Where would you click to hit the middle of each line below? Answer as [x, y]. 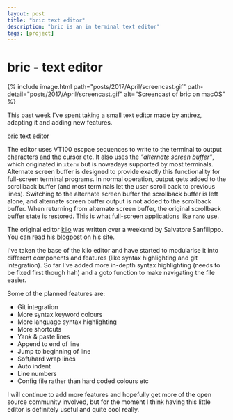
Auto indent [34, 366]
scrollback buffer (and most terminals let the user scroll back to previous [111, 187]
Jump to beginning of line [54, 352]
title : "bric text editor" [46, 20]
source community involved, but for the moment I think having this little [109, 402]
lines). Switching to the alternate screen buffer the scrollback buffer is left [113, 194]
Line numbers [37, 374]
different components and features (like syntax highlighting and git [103, 258]
